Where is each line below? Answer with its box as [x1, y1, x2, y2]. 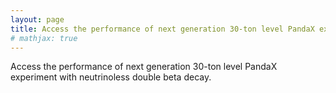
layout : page [10, 14, 65, 25]
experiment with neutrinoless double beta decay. [10, 71, 212, 83]
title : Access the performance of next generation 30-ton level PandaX [10, 24, 315, 34]
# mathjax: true [10, 33, 78, 43]
